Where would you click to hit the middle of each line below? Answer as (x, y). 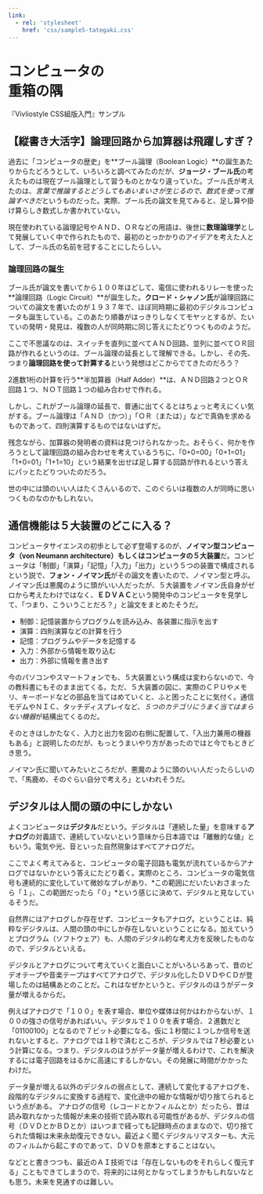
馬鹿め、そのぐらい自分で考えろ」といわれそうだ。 (107, 779)
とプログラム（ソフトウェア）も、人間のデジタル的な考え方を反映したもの (128, 939)
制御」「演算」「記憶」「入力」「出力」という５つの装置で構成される (148, 566)
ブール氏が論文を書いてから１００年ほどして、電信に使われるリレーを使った (131, 288)
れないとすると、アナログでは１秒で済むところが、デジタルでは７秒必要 (124, 1041)
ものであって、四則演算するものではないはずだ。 (86, 426)
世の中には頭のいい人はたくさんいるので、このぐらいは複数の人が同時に (124, 489)
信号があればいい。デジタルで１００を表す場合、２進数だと (145, 1021)
